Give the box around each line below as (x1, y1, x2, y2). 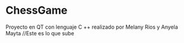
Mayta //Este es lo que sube (5, 29, 74, 36)
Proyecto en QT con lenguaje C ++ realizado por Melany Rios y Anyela (5, 23, 178, 30)
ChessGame (5, 4, 68, 17)
